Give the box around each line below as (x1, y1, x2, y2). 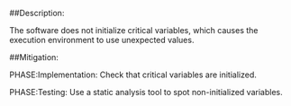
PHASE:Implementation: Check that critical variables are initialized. (9, 69, 257, 80)
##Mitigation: (9, 52, 59, 62)
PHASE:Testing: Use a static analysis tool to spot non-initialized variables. (9, 87, 283, 97)
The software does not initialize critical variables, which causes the (9, 25, 259, 35)
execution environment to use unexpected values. (9, 35, 195, 45)
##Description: (9, 8, 65, 18)
